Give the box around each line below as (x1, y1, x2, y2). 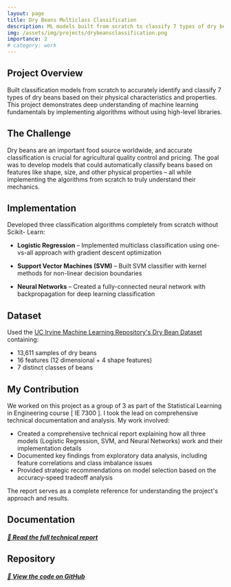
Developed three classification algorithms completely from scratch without (7, 221, 219, 229)
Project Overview (7, 67, 83, 79)
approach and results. (7, 494, 69, 502)
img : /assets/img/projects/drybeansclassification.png (7, 29, 168, 36)
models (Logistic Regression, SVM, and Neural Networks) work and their (16, 437, 223, 445)
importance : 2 (7, 36, 48, 43)
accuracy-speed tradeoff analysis (16, 473, 113, 482)
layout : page (7, 10, 45, 17)
